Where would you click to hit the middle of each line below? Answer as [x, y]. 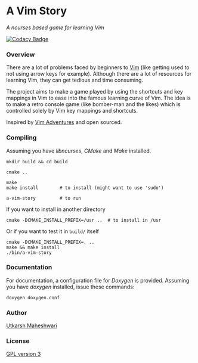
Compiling [21, 138]
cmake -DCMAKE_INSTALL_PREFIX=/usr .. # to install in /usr [84, 220]
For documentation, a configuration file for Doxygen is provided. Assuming [98, 280]
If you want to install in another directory [56, 209]
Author [17, 312]
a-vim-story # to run [44, 198]
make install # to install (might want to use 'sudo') [85, 188]
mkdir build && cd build [37, 162]
